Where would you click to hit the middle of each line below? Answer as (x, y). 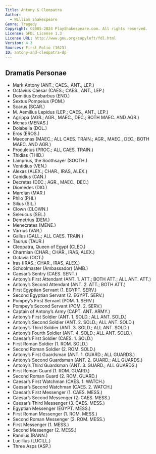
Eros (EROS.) (26, 134)
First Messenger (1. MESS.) (41, 425)
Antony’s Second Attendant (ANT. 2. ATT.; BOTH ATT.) (69, 285)
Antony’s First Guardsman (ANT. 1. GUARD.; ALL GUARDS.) (74, 355)
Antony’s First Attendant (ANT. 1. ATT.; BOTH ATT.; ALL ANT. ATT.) (82, 279)
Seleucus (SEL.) (29, 215)
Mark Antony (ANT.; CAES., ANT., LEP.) (53, 85)
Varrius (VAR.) (27, 231)
